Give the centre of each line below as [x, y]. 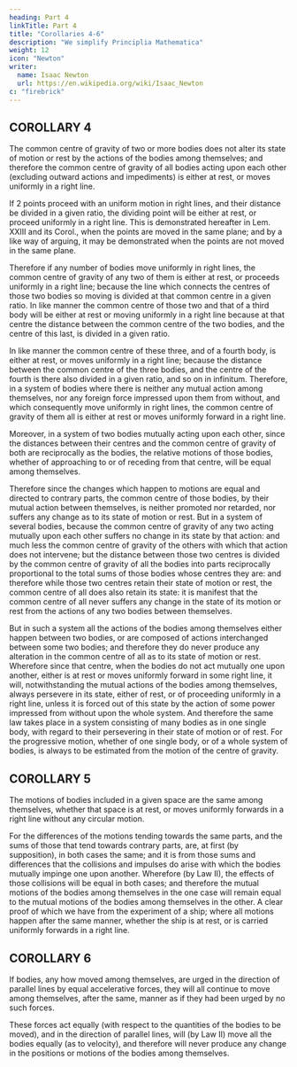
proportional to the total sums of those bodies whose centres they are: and [145, 573]
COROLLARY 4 [50, 127]
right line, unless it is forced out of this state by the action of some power [142, 704]
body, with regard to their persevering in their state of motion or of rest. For [146, 732]
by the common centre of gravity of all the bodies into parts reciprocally [140, 565]
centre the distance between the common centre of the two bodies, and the [147, 324]
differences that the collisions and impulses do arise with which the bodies [145, 864]
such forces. [32, 1008]
